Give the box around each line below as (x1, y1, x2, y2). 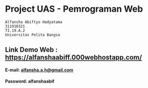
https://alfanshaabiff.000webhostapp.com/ (5, 53, 142, 62)
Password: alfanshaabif (5, 78, 55, 84)
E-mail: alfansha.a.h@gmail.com (5, 67, 74, 73)
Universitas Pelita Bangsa (5, 32, 60, 37)
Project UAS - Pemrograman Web (5, 3, 143, 15)
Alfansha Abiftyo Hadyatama (5, 20, 63, 24)
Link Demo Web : (5, 45, 58, 54)
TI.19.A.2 (5, 28, 25, 33)
